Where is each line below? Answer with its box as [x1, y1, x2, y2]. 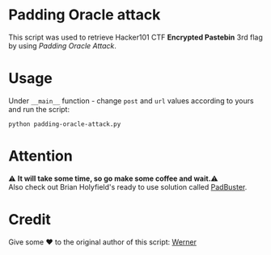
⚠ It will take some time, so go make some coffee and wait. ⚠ [8, 173, 218, 183]
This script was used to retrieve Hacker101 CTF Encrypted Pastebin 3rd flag [8, 32, 263, 42]
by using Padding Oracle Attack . [8, 40, 117, 50]
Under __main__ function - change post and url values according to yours [8, 95, 254, 106]
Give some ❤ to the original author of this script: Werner [8, 236, 197, 247]
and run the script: [8, 104, 70, 114]
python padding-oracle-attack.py [8, 119, 121, 128]
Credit [8, 211, 51, 228]
